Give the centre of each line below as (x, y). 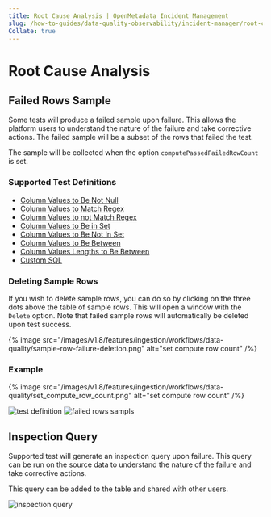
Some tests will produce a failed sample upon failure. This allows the (122, 120)
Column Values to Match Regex (72, 208)
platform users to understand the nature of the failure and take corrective (130, 128)
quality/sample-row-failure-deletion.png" (77, 348)
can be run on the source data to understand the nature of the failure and (130, 464)
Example (26, 369)
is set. (18, 162)
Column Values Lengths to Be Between (85, 251)
